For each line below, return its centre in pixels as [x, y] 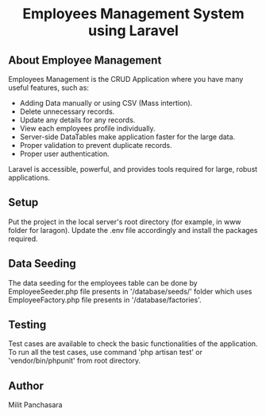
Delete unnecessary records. [67, 111]
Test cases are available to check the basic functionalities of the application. [133, 344]
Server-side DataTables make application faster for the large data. [127, 137]
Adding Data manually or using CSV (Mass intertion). [106, 103]
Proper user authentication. [64, 154]
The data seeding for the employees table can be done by [103, 282]
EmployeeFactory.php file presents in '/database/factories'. [105, 300]
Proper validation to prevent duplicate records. [96, 145]
